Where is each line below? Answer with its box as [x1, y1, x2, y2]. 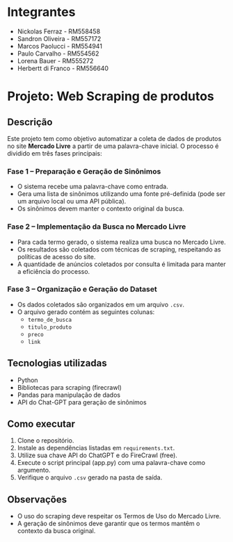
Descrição [7, 116, 53, 128]
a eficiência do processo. [17, 267, 90, 275]
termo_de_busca [27, 316, 72, 323]
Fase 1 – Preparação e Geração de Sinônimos [7, 166, 161, 176]
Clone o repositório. [17, 436, 74, 445]
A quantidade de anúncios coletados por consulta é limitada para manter [17, 260, 226, 268]
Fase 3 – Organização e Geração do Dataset [7, 284, 158, 294]
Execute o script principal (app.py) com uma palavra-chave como [17, 459, 206, 467]
